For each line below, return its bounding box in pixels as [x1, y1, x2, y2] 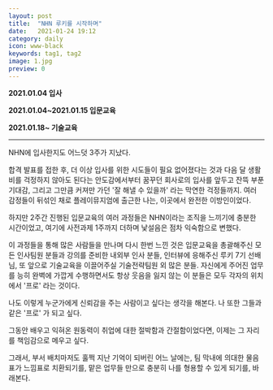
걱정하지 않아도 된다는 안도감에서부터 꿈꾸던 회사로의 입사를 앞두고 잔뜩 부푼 [23, 175, 265, 184]
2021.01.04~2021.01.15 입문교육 [8, 105, 116, 115]
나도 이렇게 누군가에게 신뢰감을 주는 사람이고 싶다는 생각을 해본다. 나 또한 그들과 [8, 297, 262, 307]
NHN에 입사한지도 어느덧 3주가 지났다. [8, 147, 132, 157]
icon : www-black [8, 42, 63, 50]
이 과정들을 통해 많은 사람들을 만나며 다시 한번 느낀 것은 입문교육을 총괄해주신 [8, 240, 253, 249]
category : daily [8, 34, 63, 43]
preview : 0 [8, 65, 45, 73]
